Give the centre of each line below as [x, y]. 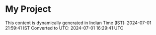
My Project [28, 9]
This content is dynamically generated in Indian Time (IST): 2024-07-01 [78, 23]
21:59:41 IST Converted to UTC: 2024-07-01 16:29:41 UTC [64, 28]
